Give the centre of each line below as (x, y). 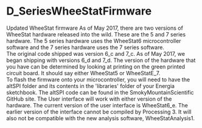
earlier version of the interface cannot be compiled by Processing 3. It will (99, 112)
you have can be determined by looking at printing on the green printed (96, 66)
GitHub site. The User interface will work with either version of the (89, 99)
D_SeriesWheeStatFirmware (79, 11)
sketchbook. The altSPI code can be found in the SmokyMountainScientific (100, 92)
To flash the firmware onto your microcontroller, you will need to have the (98, 79)
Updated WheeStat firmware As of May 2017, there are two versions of (95, 28)
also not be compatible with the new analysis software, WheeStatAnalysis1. (100, 118)
